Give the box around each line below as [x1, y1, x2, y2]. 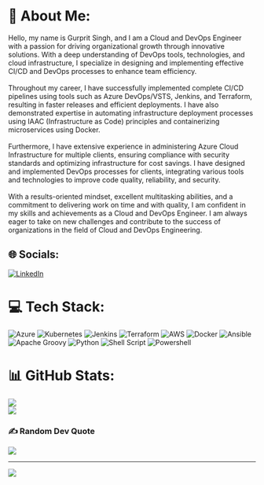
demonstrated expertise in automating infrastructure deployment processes [8, 108, 254, 117]
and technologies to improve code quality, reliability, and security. [8, 175, 222, 184]
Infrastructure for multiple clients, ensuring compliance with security [8, 149, 230, 160]
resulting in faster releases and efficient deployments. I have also [8, 100, 219, 109]
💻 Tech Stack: [8, 298, 105, 315]
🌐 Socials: [8, 248, 60, 262]
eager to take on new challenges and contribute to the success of [8, 216, 222, 226]
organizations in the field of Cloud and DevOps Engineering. [8, 225, 203, 234]
